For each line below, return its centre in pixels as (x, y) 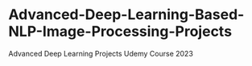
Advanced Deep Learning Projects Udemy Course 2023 (101, 53)
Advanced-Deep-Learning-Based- (126, 15)
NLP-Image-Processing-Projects (120, 31)
